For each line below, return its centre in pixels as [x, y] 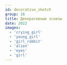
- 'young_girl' [25, 37]
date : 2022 [16, 23]
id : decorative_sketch [28, 10]
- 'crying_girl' [26, 32]
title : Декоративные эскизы [34, 19]
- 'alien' [19, 46]
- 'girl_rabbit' [26, 42]
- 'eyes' [18, 50]
